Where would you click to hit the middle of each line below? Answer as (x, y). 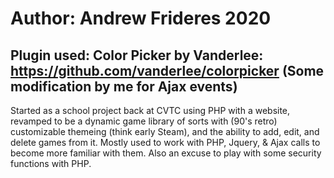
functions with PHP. (51, 163)
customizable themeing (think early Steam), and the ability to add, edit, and (165, 131)
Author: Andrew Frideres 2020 (141, 18)
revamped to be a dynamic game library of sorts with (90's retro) (144, 121)
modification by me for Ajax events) (124, 86)
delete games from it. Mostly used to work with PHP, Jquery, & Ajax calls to (165, 142)
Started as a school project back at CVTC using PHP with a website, (150, 110)
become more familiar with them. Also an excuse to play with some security (166, 153)
